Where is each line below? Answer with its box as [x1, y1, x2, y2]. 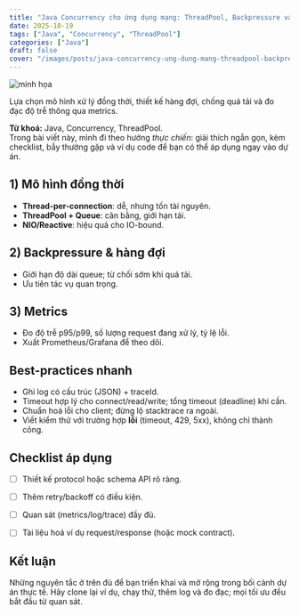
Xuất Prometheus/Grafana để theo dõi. [21, 337, 165, 348]
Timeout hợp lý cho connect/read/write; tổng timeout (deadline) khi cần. [21, 396, 287, 407]
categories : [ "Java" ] [9, 37, 90, 47]
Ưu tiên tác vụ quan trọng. [21, 278, 118, 289]
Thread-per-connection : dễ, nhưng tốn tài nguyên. [21, 200, 211, 211]
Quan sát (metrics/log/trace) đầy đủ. [21, 509, 157, 521]
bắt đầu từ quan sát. [9, 596, 83, 607]
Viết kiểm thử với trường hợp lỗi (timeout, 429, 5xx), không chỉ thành [21, 415, 273, 425]
